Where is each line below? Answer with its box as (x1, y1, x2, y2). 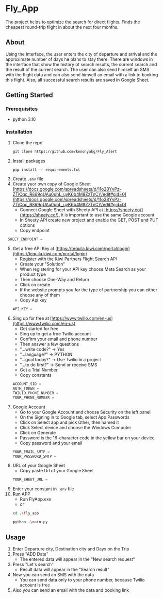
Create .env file (12, 176, 44, 182)
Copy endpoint (19, 228, 50, 233)
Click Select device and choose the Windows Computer (19, 424, 131, 430)
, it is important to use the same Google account (58, 212, 155, 218)
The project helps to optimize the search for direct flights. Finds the (5, 19, 140, 25)
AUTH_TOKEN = (12, 386, 39, 391)
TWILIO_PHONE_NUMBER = (12, 390, 59, 396)
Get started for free (19, 326, 59, 332)
